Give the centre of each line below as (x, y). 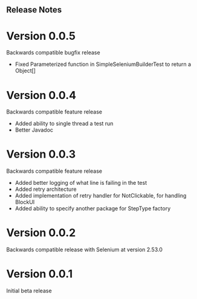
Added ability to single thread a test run (64, 124)
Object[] (25, 71)
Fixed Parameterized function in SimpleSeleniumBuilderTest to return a (103, 64)
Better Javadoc (34, 130)
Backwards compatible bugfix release (53, 53)
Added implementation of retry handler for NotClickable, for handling (101, 196)
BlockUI (25, 202)
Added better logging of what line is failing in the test (81, 183)
